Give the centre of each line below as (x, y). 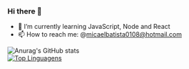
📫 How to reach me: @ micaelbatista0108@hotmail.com (99, 34)
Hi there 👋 (25, 11)
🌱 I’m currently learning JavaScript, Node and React (94, 27)
